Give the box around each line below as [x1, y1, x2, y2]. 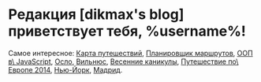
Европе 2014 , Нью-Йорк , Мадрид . [8, 65, 123, 74]
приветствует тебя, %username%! [8, 22, 247, 40]
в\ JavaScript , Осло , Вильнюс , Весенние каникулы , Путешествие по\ [8, 57, 239, 66]
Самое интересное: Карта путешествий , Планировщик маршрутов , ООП [8, 48, 254, 58]
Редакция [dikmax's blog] [8, 6, 185, 24]
